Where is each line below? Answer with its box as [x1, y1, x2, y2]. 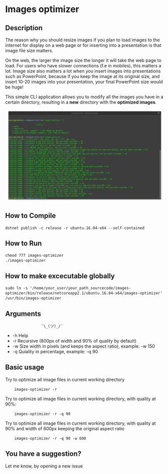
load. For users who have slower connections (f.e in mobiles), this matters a [5, 63, 161, 68]
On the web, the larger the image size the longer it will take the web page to [5, 57, 161, 63]
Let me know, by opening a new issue [5, 463, 83, 469]
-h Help [12, 333, 29, 339]
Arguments [5, 309, 42, 318]
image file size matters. [5, 48, 54, 53]
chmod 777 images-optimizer [5, 253, 64, 258]
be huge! [5, 84, 24, 90]
